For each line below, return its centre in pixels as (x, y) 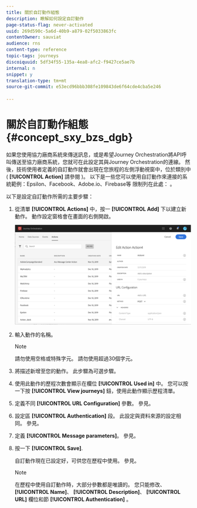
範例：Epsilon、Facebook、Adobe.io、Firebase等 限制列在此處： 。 (93, 184)
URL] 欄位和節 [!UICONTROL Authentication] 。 (73, 499)
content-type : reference (36, 50)
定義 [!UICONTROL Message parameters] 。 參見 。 (77, 436)
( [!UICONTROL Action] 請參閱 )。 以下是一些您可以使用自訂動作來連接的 (94, 176)
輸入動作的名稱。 (35, 335)
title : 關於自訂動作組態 (33, 12)
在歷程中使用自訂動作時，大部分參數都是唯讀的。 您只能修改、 (90, 484)
